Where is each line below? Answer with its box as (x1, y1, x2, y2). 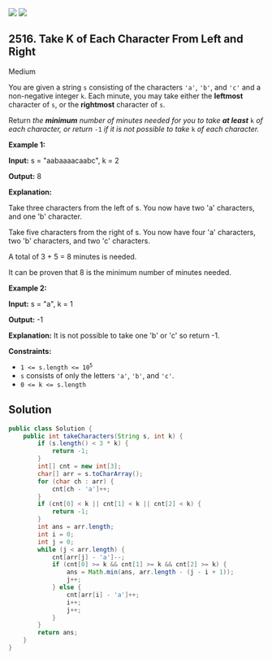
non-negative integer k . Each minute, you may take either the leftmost (8, 90, 244, 101)
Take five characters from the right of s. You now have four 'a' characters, (8, 227, 256, 237)
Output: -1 (8, 314, 44, 325)
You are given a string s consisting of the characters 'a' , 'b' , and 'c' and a (8, 82, 261, 92)
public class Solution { (8, 424, 93, 433)
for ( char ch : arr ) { (37, 477, 114, 486)
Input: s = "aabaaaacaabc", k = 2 (8, 155, 119, 165)
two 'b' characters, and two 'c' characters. (8, 236, 150, 246)
